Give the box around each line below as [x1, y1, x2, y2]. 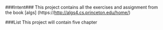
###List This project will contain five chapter [5, 19, 98, 25]
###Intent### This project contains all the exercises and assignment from [5, 4, 158, 10]
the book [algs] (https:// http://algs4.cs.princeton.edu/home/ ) [5, 9, 131, 15]
